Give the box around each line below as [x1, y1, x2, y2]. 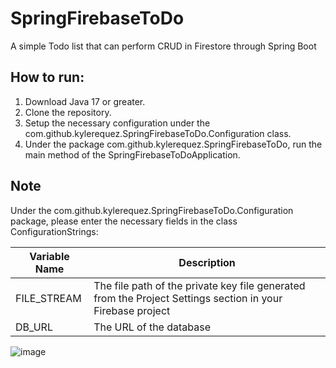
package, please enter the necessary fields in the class [10, 215, 238, 227]
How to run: [10, 69, 85, 86]
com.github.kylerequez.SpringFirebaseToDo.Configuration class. [24, 127, 292, 139]
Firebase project [93, 303, 171, 317]
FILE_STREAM [15, 291, 82, 305]
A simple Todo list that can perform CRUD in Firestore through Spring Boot [10, 40, 317, 52]
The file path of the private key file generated [93, 278, 306, 292]
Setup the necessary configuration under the [24, 117, 211, 129]
